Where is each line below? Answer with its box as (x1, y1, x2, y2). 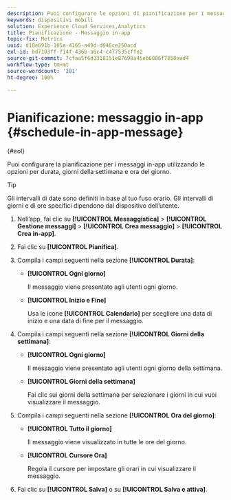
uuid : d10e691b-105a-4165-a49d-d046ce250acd (7, 42, 137, 49)
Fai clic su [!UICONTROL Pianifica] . (16, 243, 119, 251)
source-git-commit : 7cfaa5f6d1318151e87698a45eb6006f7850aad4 (7, 55, 189, 62)
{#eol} (7, 147, 25, 155)
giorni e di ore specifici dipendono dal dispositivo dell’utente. (7, 202, 180, 210)
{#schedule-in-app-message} (7, 124, 184, 140)
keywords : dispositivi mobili (7, 17, 94, 23)
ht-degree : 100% (7, 74, 54, 81)
